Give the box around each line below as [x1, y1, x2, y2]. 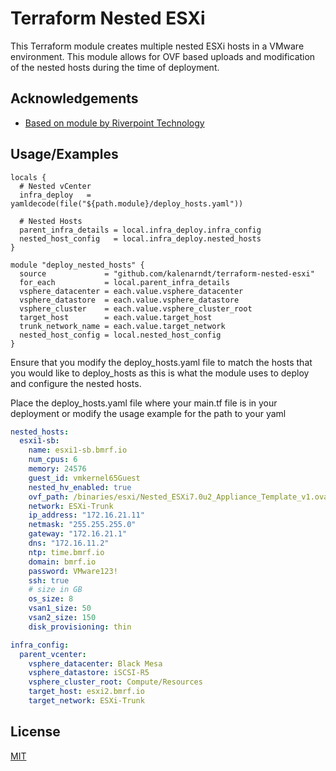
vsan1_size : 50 [28, 603, 92, 614]
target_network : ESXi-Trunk [28, 696, 145, 706]
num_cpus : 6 [28, 455, 78, 465]
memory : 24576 [28, 464, 87, 474]
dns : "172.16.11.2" [28, 538, 110, 549]
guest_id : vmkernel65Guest [28, 473, 141, 483]
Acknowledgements [10, 90, 139, 107]
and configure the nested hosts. [10, 377, 142, 389]
